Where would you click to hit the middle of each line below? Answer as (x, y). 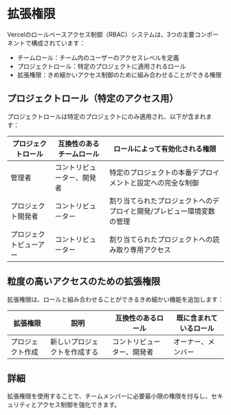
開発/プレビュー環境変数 (176, 211)
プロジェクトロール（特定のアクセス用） (93, 99)
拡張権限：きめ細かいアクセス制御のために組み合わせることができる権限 (119, 75)
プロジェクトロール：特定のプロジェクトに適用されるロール (101, 66)
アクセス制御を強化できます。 (79, 405)
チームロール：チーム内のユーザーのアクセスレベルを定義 (98, 57)
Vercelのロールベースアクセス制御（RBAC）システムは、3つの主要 (101, 34)
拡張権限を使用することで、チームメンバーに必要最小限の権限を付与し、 (109, 396)
